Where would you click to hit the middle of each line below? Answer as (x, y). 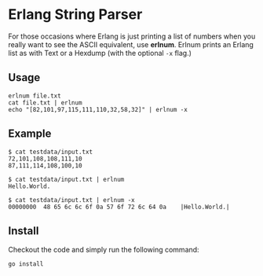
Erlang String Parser (75, 15)
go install (26, 264)
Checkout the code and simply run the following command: (104, 250)
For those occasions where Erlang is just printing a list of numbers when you (132, 36)
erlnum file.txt (35, 96)
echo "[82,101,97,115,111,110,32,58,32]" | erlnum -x (98, 109)
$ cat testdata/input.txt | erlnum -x (71, 200)
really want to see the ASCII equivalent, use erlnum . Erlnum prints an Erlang (131, 44)
